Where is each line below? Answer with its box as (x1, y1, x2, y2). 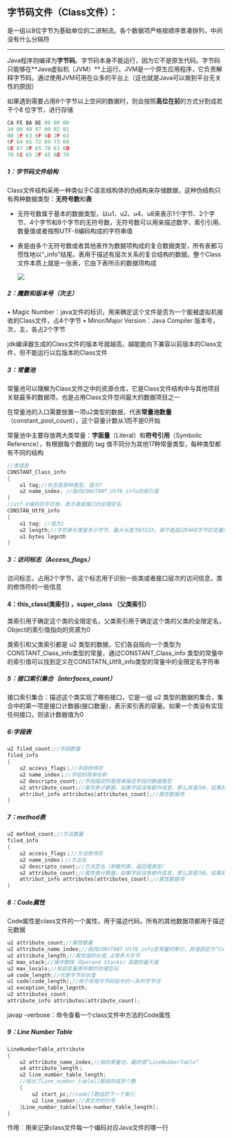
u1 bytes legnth (19, 533, 67, 540)
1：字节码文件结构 (7, 167, 59, 175)
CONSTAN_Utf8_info (7, 508, 60, 515)
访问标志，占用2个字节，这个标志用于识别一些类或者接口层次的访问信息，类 (7, 574, 223, 583)
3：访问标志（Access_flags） (7, 555, 94, 563)
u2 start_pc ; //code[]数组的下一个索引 (32, 1090, 135, 1098)
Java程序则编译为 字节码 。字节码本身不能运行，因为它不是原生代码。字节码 (7, 56, 221, 64)
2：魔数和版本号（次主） (7, 289, 78, 297)
